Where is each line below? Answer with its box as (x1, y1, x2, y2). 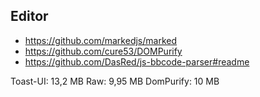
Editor (10, 8, 49, 25)
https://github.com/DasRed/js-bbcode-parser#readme (24, 55, 250, 68)
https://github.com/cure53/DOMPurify (24, 45, 183, 57)
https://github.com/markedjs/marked (24, 34, 178, 46)
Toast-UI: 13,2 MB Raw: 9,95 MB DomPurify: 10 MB (10, 75, 220, 87)
